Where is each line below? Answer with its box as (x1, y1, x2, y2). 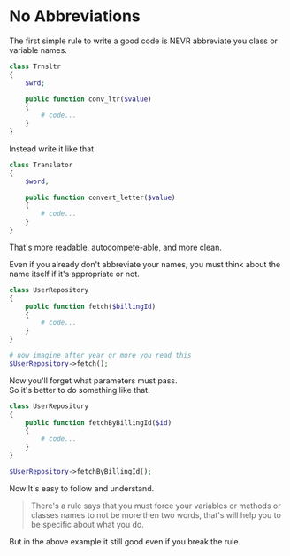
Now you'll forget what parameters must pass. (9, 375, 179, 386)
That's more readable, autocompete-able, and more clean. (9, 242, 223, 252)
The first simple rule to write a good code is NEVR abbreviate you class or (9, 35, 279, 46)
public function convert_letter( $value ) (25, 193, 176, 202)
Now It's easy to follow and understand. (9, 483, 155, 493)
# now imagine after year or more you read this (9, 351, 192, 360)
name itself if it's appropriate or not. (9, 268, 140, 279)
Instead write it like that (9, 143, 95, 154)
